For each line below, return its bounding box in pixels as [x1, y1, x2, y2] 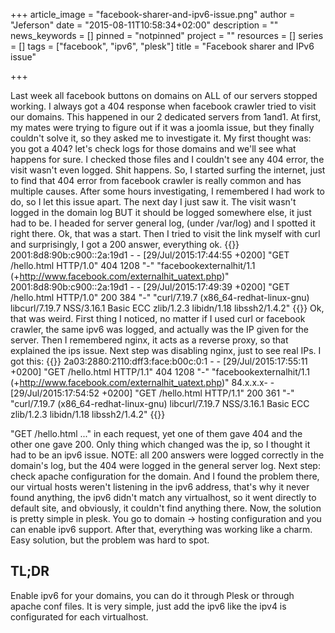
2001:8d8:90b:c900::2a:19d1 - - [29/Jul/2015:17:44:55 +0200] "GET [10, 249, 290, 261]
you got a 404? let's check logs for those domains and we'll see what [10, 143, 297, 154]
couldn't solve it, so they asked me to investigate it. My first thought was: [10, 132, 312, 144]
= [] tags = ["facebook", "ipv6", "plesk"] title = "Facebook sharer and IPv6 [10, 40, 315, 52]
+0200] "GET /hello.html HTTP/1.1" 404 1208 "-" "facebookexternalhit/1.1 [10, 366, 311, 378]
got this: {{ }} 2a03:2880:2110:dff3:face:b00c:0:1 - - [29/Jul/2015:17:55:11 [10, 355, 308, 367]
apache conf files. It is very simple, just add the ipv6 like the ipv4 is [10, 600, 287, 612]
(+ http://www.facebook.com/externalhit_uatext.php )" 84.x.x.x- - [10, 377, 275, 388]
